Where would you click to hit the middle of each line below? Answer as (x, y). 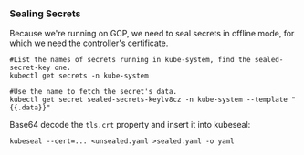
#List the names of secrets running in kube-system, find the (130, 60)
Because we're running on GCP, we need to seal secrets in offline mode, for (152, 34)
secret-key (30, 68)
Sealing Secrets (45, 14)
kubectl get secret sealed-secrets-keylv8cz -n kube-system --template (148, 100)
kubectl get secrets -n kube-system (79, 76)
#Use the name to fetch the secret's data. (94, 92)
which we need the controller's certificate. (89, 43)
